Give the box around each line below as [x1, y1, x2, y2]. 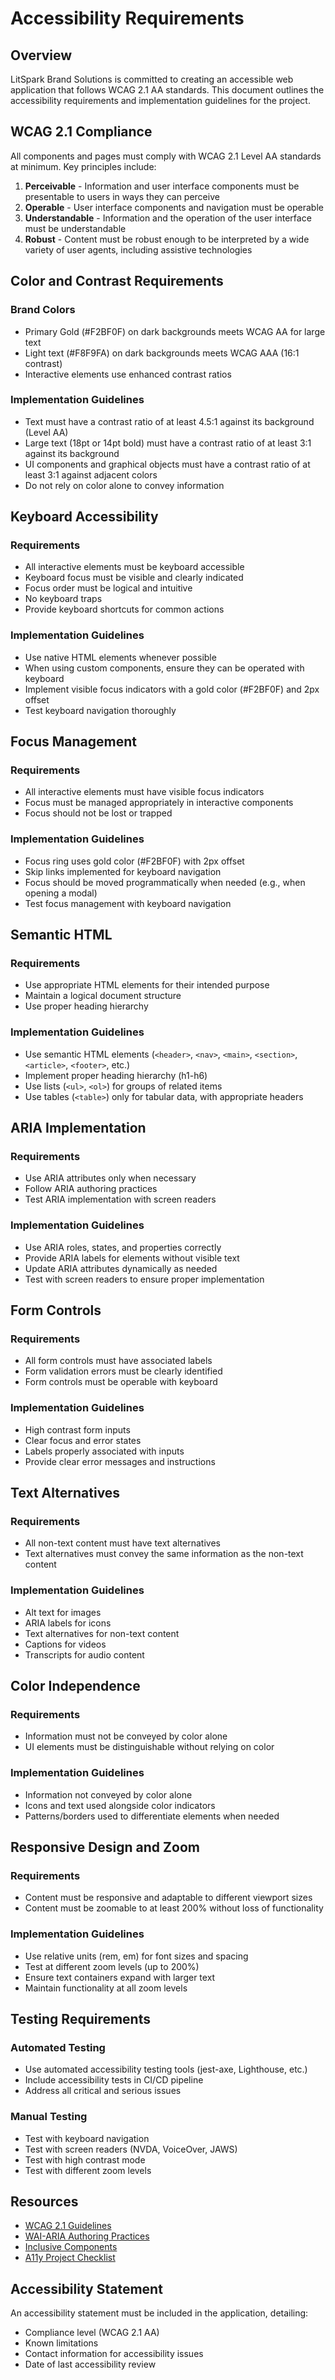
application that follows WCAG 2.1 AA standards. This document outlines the [10, 84, 325, 96]
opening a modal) [24, 887, 98, 899]
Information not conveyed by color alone [24, 1788, 193, 1801]
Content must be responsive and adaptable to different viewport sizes [24, 1892, 313, 1904]
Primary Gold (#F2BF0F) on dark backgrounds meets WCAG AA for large [24, 325, 326, 337]
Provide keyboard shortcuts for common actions [24, 603, 225, 616]
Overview [10, 47, 73, 64]
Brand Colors [10, 303, 76, 317]
